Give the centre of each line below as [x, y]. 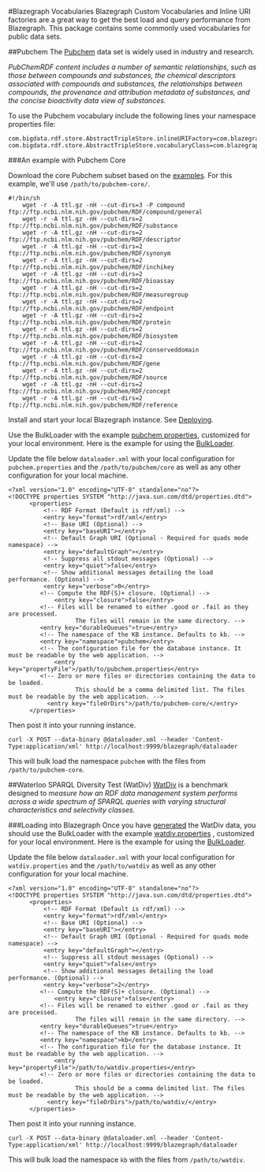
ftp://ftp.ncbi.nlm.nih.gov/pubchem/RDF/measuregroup [99, 295]
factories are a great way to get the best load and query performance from [129, 20]
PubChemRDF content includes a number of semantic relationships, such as [132, 67]
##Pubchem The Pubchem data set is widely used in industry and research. [131, 52]
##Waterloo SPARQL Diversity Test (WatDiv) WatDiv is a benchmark [118, 785]
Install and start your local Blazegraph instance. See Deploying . [111, 420]
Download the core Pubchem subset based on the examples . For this [120, 175]
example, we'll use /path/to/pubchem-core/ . [79, 184]
